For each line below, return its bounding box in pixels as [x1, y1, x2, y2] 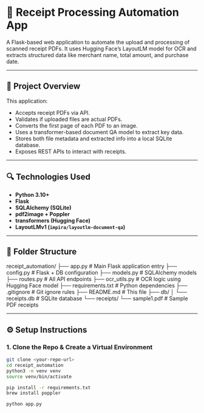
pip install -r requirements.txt [6, 384, 91, 391]
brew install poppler [6, 390, 61, 397]
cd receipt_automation [6, 362, 64, 368]
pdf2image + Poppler [15, 210, 70, 217]
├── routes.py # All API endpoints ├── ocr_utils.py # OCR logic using [6, 276, 181, 283]
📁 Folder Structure [6, 246, 77, 257]
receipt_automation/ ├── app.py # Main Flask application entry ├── [6, 262, 177, 270]
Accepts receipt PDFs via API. [15, 109, 90, 116]
